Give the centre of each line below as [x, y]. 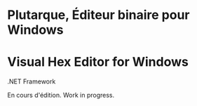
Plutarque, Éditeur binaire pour [98, 15]
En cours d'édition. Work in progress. [61, 95]
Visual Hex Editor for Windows [98, 62]
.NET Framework [32, 81]
